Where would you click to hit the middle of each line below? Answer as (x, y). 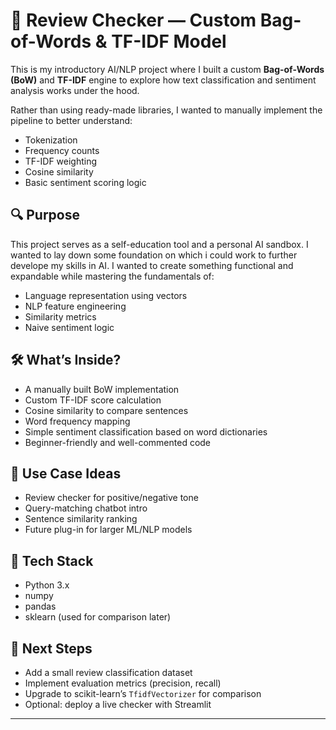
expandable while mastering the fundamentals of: (112, 276)
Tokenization (51, 140)
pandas (40, 606)
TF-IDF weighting (61, 161)
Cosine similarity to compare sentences (106, 410)
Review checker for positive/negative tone (111, 498)
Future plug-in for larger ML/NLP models (108, 530)
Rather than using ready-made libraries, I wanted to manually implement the (166, 110)
